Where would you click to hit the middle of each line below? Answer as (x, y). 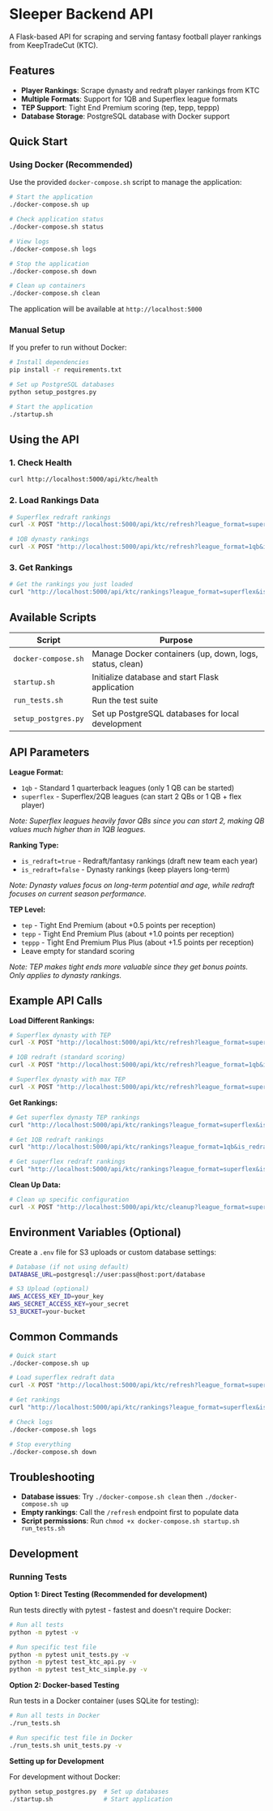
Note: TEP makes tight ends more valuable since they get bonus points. (129, 967)
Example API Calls (56, 1001)
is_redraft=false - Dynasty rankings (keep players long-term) (125, 869)
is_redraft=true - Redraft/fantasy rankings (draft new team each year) (139, 860)
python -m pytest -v (44, 1632)
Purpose (176, 640)
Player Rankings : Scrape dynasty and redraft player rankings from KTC (140, 90)
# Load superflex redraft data (62, 1378)
